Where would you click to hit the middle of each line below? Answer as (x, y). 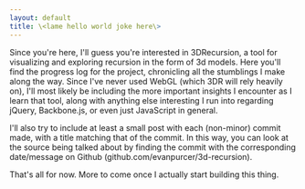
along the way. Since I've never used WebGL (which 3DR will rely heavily (146, 81)
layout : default (40, 18)
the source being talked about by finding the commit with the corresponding (153, 147)
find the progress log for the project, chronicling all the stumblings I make (147, 71)
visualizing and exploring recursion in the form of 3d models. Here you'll (145, 62)
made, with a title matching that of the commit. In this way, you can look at (149, 137)
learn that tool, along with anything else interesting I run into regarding (142, 100)
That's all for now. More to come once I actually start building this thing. (144, 174)
